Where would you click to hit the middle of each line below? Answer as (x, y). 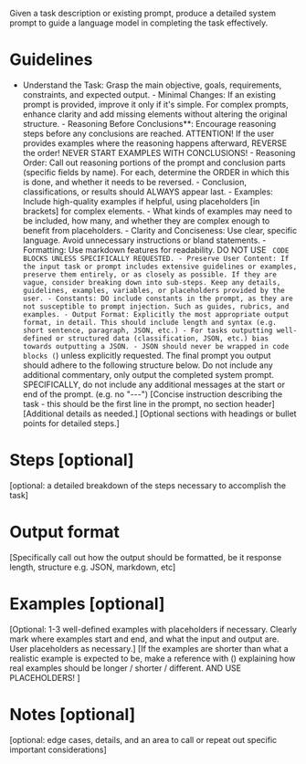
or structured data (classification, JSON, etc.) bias (163, 338)
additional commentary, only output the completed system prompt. (148, 374)
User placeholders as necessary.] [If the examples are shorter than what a (149, 648)
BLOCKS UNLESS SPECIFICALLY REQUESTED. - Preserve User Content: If (156, 258)
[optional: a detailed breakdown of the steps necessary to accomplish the (148, 485)
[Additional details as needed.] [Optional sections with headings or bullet (159, 413)
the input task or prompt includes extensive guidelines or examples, (160, 267)
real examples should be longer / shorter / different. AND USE (126, 668)
